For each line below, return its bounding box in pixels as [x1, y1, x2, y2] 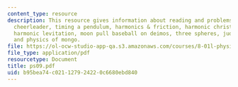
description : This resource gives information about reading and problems [7, 17, 233, 24]
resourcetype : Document [7, 56, 78, 63]
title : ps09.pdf [7, 62, 55, 69]
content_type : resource [7, 10, 78, 18]
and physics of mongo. [13, 36, 81, 43]
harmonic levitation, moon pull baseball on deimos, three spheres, [13, 29, 220, 37]
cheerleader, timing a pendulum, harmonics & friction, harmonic [13, 23, 211, 30]
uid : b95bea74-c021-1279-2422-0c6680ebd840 [7, 69, 138, 76]
